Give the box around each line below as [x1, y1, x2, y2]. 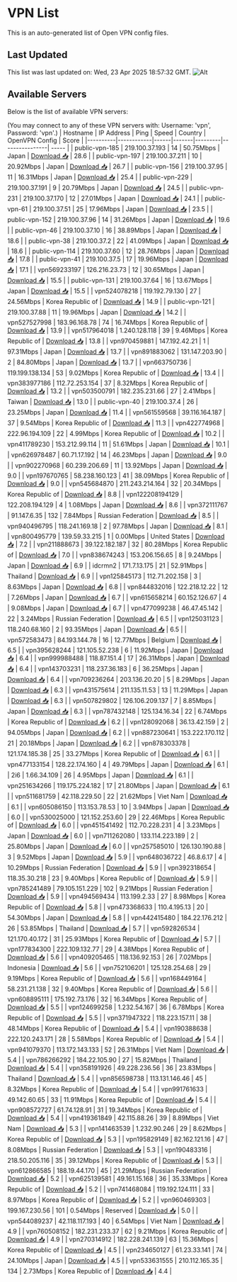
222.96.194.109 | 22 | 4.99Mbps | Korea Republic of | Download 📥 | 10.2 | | [7, 429, 225, 437]
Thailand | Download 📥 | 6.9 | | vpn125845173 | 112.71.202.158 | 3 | [7, 572, 202, 580]
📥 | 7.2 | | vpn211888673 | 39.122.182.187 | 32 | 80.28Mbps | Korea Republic [7, 540, 229, 549]
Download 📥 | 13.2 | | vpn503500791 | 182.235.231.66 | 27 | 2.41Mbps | [7, 386, 216, 395]
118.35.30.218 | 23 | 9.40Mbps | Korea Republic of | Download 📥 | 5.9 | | [7, 874, 218, 882]
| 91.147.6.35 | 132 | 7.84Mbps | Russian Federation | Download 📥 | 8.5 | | [7, 511, 219, 519]
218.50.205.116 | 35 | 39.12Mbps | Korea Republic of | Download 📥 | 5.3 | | [7, 1156, 223, 1164]
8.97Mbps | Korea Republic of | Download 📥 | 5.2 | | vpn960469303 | [7, 1196, 211, 1204]
